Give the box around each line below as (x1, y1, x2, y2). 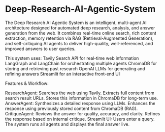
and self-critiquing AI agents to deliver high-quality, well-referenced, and (5, 40, 154, 46)
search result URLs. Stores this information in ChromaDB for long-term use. (5, 95, 158, 101)
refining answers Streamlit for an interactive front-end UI (5, 71, 120, 77)
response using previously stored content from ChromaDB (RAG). (5, 106, 138, 111)
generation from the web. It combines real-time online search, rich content (5, 30, 157, 36)
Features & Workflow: (5, 80, 49, 86)
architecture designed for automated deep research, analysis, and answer (5, 25, 155, 30)
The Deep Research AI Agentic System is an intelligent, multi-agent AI (5, 20, 147, 26)
